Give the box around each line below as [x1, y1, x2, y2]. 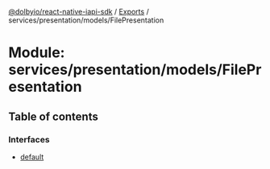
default [19, 152, 44, 162]
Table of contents [8, 109, 98, 123]
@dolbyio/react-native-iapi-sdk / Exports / [8, 7, 149, 16]
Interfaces [8, 134, 50, 145]
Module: [8, 43, 65, 62]
